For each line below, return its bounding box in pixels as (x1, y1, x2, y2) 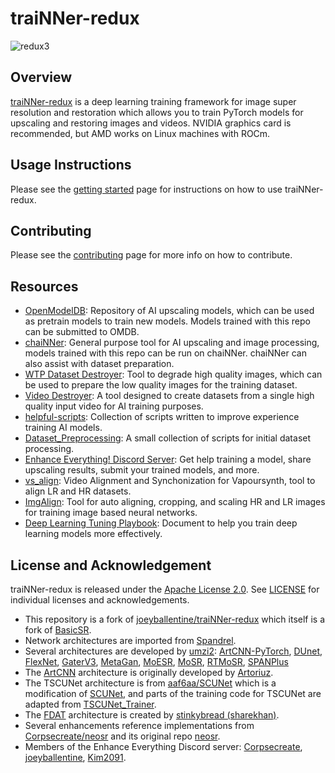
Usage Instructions (10, 157, 132, 174)
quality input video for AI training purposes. (24, 400, 204, 412)
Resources (10, 278, 79, 295)
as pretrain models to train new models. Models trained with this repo (24, 315, 311, 327)
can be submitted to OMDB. (24, 326, 140, 338)
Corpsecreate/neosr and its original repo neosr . (24, 730, 221, 742)
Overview (10, 69, 73, 86)
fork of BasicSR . (24, 624, 92, 636)
